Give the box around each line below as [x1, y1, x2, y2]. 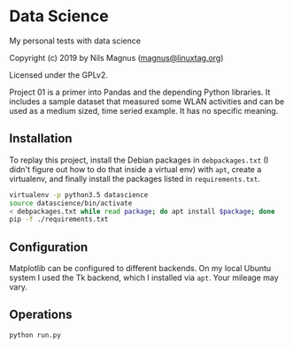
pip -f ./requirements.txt [9, 215, 109, 224]
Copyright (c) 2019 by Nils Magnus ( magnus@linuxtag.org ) [9, 52, 224, 63]
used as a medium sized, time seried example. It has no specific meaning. [9, 105, 279, 116]
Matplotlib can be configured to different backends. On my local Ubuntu [9, 263, 272, 274]
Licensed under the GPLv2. [9, 69, 109, 80]
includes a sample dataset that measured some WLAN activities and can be [9, 95, 285, 107]
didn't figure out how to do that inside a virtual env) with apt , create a [9, 163, 262, 174]
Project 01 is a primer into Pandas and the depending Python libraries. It [9, 87, 271, 97]
